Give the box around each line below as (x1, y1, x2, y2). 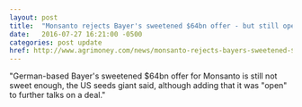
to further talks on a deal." (9, 90, 106, 101)
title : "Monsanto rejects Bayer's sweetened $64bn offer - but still (9, 21, 280, 30)
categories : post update (9, 37, 102, 47)
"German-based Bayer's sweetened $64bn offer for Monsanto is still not (9, 70, 278, 81)
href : (9, 46, 30, 55)
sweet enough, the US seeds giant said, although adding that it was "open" (9, 80, 288, 91)
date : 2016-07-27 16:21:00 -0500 (9, 29, 143, 38)
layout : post (9, 12, 58, 22)
